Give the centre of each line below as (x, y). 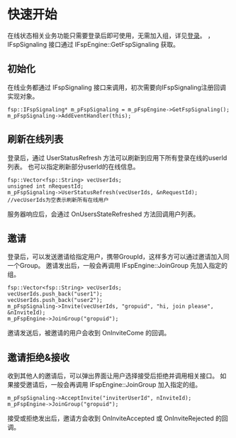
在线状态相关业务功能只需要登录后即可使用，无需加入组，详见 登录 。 (107, 35)
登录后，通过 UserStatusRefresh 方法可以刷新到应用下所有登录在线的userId (117, 157)
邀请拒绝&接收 (39, 358)
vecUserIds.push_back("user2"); (55, 301)
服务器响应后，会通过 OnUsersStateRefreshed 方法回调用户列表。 (103, 214)
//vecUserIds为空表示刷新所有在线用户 (58, 200)
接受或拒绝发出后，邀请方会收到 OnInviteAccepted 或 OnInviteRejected (111, 418)
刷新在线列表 (35, 139)
